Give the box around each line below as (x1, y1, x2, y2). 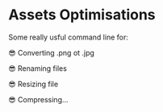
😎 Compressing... (8, 94, 69, 104)
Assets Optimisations (8, 6, 156, 24)
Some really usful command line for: (8, 32, 129, 42)
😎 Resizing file (8, 79, 59, 89)
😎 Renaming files (8, 63, 67, 73)
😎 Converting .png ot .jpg (8, 48, 95, 57)
